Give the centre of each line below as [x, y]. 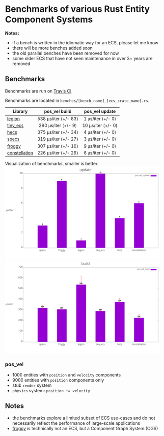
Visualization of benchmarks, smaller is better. [52, 164]
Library [20, 111]
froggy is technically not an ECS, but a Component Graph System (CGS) [85, 428]
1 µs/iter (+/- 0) [100, 119]
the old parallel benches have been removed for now [66, 53]
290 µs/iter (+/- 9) [58, 125]
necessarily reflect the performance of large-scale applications [76, 423]
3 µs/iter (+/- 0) [100, 139]
